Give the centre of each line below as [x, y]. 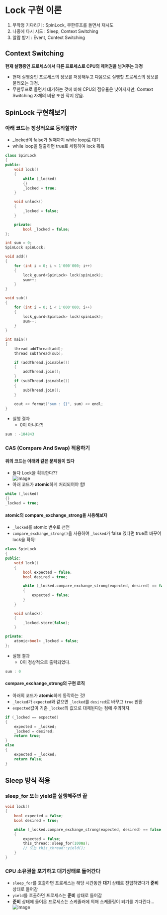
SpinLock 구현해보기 [36, 113]
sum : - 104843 [20, 435]
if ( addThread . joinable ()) [42, 362]
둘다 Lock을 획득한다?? [35, 473]
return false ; [29, 759]
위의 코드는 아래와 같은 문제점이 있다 [40, 461]
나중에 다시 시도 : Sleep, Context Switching [55, 31]
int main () [16, 340]
